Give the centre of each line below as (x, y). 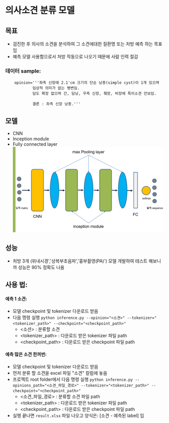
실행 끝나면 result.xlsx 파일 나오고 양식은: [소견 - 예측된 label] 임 (78, 415)
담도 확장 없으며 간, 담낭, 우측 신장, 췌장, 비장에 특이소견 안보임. (94, 94)
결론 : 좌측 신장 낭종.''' (56, 104)
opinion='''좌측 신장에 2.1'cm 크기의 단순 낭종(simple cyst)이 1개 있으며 (87, 83)
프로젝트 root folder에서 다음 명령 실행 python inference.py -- (76, 379)
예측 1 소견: (16, 299)
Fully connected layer (35, 144)
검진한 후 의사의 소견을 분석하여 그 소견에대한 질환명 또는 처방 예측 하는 (83, 44)
